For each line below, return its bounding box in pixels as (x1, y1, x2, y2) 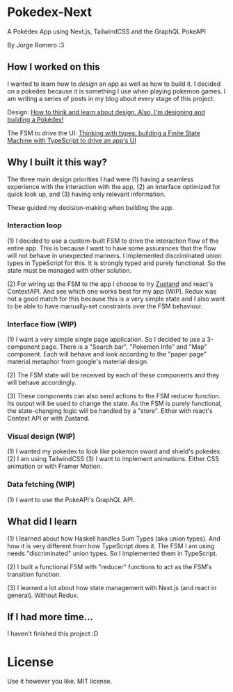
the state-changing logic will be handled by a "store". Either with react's (7, 407, 214, 415)
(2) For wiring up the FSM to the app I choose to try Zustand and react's (7, 280, 214, 288)
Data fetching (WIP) (7, 479, 75, 489)
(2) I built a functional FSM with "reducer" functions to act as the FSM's (7, 562, 212, 571)
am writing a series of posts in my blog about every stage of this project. (7, 94, 216, 103)
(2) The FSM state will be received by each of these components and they (7, 371, 220, 379)
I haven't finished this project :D (7, 629, 99, 638)
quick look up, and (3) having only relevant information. (7, 190, 166, 198)
